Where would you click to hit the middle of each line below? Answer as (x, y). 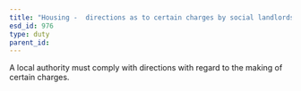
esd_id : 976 (31, 26)
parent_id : (30, 42)
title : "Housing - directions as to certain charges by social (132, 17)
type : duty (30, 34)
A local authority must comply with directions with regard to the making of (146, 68)
